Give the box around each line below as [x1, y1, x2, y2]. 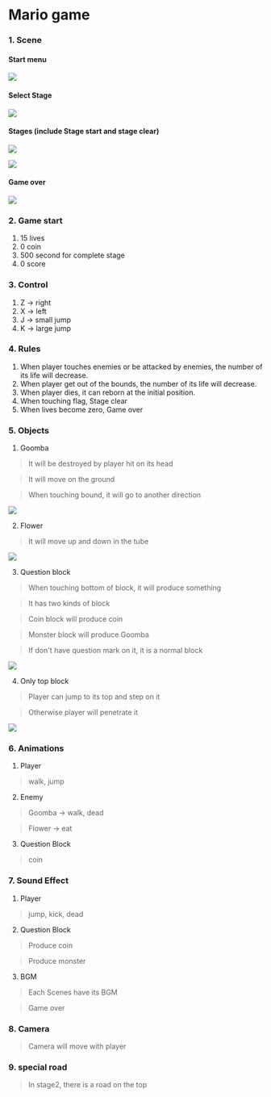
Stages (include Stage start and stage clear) [8, 127, 160, 136]
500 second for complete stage [19, 250, 125, 260]
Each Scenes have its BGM [27, 987, 119, 997]
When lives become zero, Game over [19, 404, 144, 414]
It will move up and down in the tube [27, 537, 149, 546]
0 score [19, 259, 46, 269]
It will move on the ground [27, 475, 115, 484]
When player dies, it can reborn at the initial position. [19, 387, 196, 397]
